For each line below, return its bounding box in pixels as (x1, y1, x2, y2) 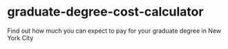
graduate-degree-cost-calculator (7, 4, 204, 20)
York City (7, 33, 34, 42)
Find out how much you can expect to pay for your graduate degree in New (7, 27, 222, 35)
